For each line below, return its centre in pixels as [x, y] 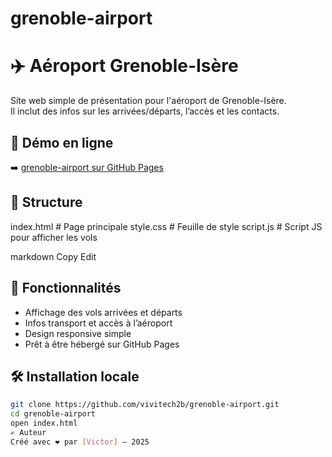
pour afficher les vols [54, 237]
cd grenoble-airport [53, 414]
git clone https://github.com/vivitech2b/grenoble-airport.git [145, 405]
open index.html [44, 423]
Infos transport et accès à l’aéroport [98, 323]
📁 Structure [46, 202]
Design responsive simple [78, 333]
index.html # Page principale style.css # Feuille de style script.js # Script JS [166, 226]
